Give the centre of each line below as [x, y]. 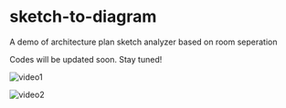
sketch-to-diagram [83, 17]
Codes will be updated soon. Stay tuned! [86, 59]
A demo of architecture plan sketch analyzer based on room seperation [143, 42]
